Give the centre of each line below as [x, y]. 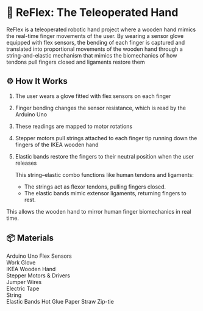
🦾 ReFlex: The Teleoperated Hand [92, 13]
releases [26, 163]
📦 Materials [30, 238]
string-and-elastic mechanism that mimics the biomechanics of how [92, 55]
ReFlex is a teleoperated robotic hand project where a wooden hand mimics [101, 29]
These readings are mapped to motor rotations [74, 126]
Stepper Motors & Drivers [38, 275]
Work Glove [21, 262]
